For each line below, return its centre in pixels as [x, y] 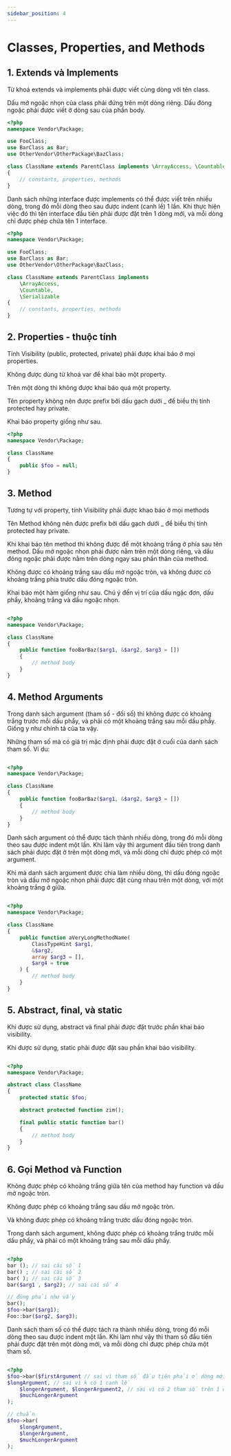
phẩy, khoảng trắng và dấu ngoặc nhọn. [64, 599]
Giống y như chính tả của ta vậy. [53, 728]
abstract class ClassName [44, 1085]
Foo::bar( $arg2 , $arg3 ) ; [43, 1316]
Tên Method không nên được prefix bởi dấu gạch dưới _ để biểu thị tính [107, 523]
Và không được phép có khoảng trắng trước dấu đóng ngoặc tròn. [100, 1220]
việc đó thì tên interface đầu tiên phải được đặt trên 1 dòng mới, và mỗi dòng [115, 213]
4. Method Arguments [55, 697]
